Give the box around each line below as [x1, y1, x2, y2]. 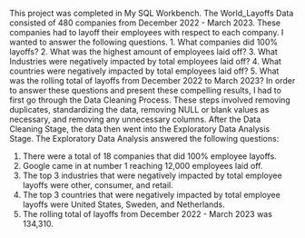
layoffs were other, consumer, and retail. [22, 180, 174, 190]
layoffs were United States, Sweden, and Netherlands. [22, 199, 225, 210]
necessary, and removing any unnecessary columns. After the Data [9, 114, 261, 124]
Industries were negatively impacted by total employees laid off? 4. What [9, 56, 281, 66]
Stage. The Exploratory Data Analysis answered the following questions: [9, 134, 280, 144]
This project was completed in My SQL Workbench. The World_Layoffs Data [9, 8, 294, 18]
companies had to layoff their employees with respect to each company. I [9, 27, 284, 37]
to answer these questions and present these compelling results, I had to [9, 85, 281, 95]
